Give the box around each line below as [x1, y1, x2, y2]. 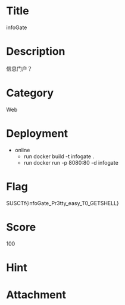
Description [6, 45, 65, 58]
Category [6, 86, 54, 100]
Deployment [6, 127, 68, 140]
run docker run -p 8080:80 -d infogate [23, 159, 119, 166]
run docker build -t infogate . [23, 153, 95, 160]
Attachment [6, 288, 67, 301]
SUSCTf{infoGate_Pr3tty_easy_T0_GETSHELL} [6, 199, 119, 206]
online [14, 146, 30, 153]
